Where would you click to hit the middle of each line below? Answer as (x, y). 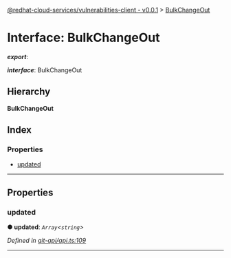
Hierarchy (29, 92)
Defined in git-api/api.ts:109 (47, 241)
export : (18, 56)
